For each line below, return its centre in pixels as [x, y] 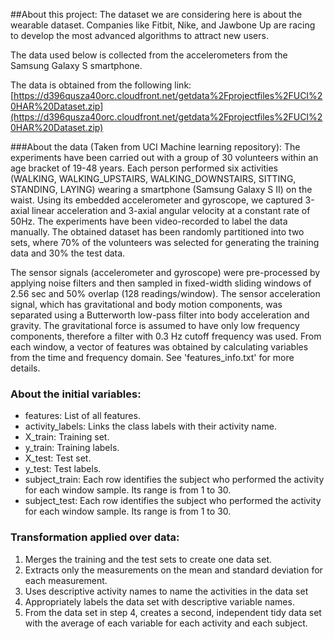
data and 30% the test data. [68, 253]
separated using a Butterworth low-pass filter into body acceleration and [160, 315]
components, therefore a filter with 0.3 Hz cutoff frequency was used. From [166, 336]
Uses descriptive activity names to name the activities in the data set [166, 591]
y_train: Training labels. [72, 448]
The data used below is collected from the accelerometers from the [149, 55]
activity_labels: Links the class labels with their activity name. [150, 426]
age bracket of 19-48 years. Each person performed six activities [144, 168]
